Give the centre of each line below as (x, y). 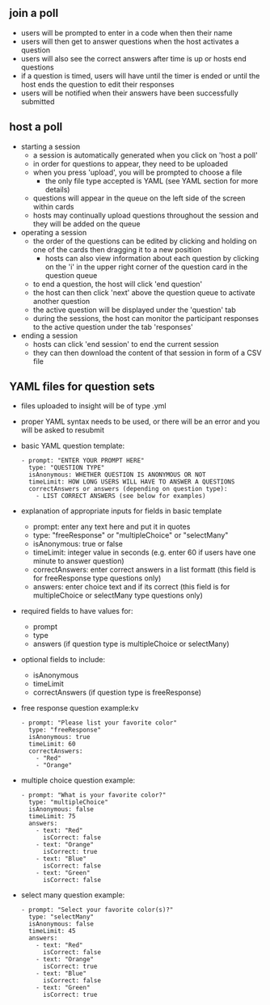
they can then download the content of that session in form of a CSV (147, 353)
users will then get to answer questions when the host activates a (130, 41)
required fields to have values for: (77, 611)
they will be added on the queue (86, 224)
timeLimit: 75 (52, 817)
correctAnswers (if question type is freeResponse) (117, 693)
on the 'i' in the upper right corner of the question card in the (146, 267)
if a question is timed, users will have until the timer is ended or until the (140, 75)
